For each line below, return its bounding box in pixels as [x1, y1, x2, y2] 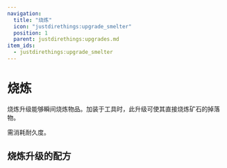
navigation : [7, 10, 42, 17]
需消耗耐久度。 [7, 128, 50, 136]
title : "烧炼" [13, 17, 52, 24]
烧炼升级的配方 [7, 150, 72, 162]
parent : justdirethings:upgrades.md [13, 36, 119, 43]
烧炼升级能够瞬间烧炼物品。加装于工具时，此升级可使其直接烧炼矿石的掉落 [7, 104, 220, 113]
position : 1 [13, 29, 49, 37]
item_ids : [7, 42, 36, 49]
